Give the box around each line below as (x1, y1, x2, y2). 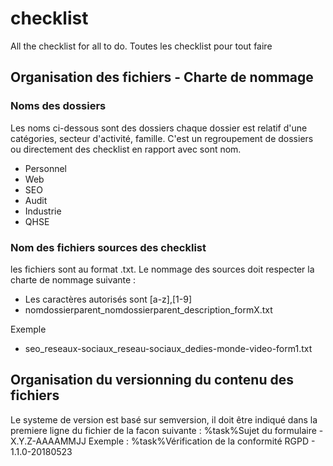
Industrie (24, 205, 62, 217)
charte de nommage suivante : (10, 273, 137, 286)
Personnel (24, 162, 67, 174)
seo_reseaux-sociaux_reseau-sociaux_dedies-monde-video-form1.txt (24, 342, 313, 354)
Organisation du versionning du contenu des (10, 372, 294, 389)
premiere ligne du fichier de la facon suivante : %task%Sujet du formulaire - (10, 424, 324, 436)
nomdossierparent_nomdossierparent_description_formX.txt (24, 303, 273, 316)
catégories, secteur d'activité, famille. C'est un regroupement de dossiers (10, 132, 314, 144)
